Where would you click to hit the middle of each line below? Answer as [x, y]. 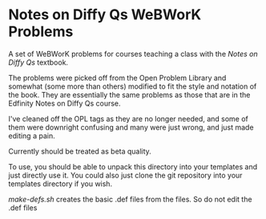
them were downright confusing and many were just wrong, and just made [131, 127]
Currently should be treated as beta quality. [80, 151]
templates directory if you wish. [60, 183]
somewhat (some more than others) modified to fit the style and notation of [133, 86]
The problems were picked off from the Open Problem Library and [117, 78]
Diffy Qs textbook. [38, 62]
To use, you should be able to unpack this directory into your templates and [133, 166]
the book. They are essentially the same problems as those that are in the [129, 94]
